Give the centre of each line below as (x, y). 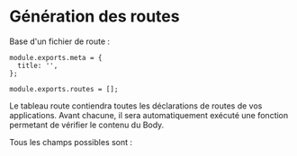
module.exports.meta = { (56, 57)
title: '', (38, 65)
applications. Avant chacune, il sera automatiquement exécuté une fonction (149, 115)
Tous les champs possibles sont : (71, 142)
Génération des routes (94, 17)
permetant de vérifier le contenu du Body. (87, 125)
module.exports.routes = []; (64, 89)
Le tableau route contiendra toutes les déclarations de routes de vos (136, 106)
